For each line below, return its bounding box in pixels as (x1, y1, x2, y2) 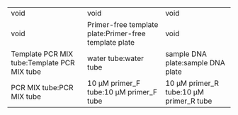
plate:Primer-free (87, 28, 147, 38)
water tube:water (87, 53, 144, 63)
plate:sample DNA (165, 58, 225, 67)
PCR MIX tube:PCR (11, 83, 74, 92)
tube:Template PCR (11, 58, 76, 67)
